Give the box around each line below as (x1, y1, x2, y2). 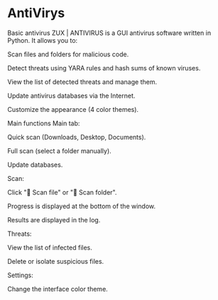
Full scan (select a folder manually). (7, 146, 111, 155)
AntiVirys (7, 5, 65, 21)
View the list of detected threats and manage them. (7, 77, 158, 86)
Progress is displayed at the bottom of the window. (7, 202, 156, 210)
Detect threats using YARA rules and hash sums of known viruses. (7, 63, 201, 72)
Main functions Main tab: (7, 119, 80, 128)
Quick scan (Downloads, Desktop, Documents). (7, 133, 146, 141)
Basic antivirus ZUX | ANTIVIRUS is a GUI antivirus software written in (7, 29, 212, 37)
